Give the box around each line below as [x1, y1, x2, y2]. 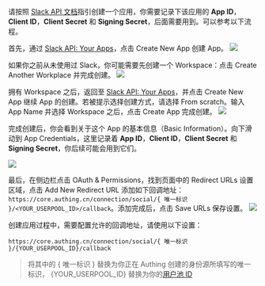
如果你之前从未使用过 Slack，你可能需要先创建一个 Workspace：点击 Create [8, 60, 257, 70]
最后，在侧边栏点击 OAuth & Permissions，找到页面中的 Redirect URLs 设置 [8, 175, 254, 185]
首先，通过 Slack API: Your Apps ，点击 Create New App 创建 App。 [8, 44, 228, 53]
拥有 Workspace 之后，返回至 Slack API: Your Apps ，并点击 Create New [8, 87, 244, 97]
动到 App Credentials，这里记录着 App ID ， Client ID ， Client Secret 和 [8, 134, 237, 143]
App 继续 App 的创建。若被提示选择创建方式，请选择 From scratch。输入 [8, 97, 245, 106]
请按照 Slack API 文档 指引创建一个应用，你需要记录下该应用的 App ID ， [8, 7, 241, 16]
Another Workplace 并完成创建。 [8, 71, 115, 79]
